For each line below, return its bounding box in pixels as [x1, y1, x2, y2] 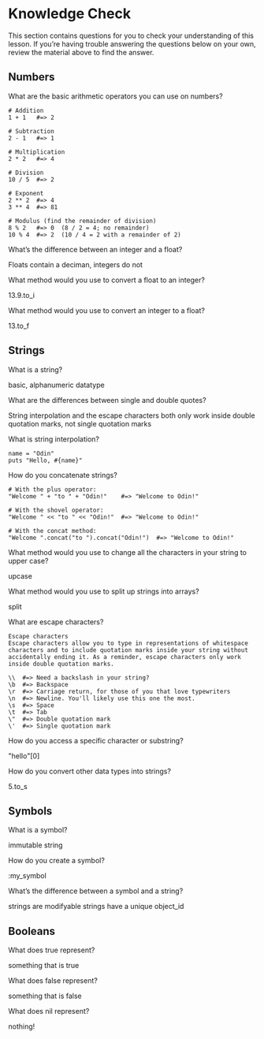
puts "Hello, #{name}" [8, 456, 83, 464]
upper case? [8, 556, 49, 565]
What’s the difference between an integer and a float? [8, 244, 183, 254]
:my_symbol [8, 871, 47, 881]
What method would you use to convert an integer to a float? [8, 305, 205, 315]
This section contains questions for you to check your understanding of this [8, 31, 255, 40]
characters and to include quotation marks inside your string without [8, 646, 248, 654]
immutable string [8, 840, 63, 850]
